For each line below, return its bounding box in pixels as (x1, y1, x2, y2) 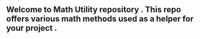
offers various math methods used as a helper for (6, 14, 194, 24)
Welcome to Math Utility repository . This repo (6, 5, 181, 15)
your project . (6, 23, 58, 33)
